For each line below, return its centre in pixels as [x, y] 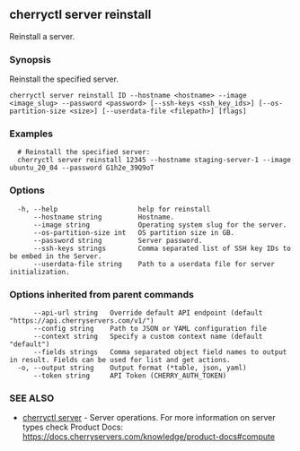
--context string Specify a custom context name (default [148, 336]
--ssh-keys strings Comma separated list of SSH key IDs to [162, 248]
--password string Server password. [118, 240]
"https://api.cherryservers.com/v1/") [82, 321]
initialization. [40, 272]
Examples [31, 134]
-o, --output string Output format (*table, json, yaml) [132, 368]
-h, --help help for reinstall [114, 209]
